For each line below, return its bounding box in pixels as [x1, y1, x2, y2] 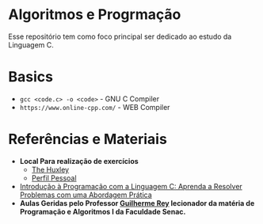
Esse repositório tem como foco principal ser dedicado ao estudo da [8, 32, 232, 41]
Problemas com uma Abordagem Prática [19, 190, 152, 199]
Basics [8, 68, 54, 86]
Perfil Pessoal [31, 173, 77, 183]
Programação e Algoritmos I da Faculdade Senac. [19, 207, 186, 216]
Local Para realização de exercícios [19, 156, 139, 165]
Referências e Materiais [8, 131, 168, 148]
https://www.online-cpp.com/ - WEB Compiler [19, 102, 170, 112]
